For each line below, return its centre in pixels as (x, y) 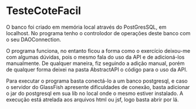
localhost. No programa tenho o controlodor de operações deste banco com (98, 33)
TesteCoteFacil (43, 11)
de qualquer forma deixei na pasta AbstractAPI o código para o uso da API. (97, 69)
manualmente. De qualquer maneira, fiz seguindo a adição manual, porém (95, 63)
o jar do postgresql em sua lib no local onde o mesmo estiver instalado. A (95, 93)
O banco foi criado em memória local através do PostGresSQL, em (86, 27)
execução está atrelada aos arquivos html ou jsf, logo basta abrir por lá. (92, 99)
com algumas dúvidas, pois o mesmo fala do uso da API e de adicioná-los (95, 57)
